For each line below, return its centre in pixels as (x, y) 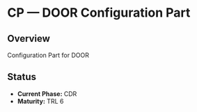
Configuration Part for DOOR (48, 55)
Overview (29, 39)
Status (22, 77)
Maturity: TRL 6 (40, 101)
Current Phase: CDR (47, 94)
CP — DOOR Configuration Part (99, 13)
